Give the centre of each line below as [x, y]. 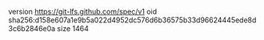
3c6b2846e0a [32, 28]
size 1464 [73, 28]
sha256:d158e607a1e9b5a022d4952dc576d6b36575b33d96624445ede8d [132, 20]
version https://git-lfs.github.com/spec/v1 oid [83, 12]
